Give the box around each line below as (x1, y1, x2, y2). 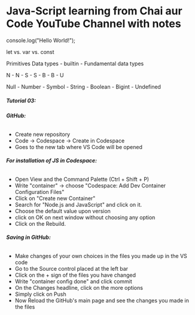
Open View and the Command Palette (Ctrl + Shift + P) (14, 175, 150, 183)
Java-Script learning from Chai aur (6, 4, 182, 18)
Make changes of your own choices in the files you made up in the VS (14, 252, 187, 259)
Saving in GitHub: (6, 234, 51, 241)
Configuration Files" (14, 188, 65, 195)
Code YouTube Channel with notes (6, 17, 181, 31)
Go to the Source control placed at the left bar (14, 265, 129, 272)
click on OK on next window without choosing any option (14, 214, 156, 221)
